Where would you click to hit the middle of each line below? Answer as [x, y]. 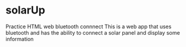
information [20, 39]
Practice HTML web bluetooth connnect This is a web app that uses [89, 26]
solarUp [26, 10]
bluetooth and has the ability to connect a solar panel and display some [93, 32]
